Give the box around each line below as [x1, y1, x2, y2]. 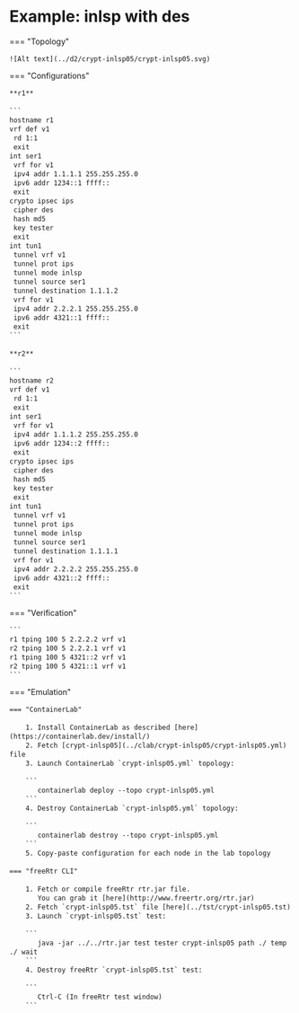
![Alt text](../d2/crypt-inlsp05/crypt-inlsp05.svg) [9, 54, 211, 64]
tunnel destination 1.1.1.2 [13, 286, 119, 295]
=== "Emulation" [9, 686, 72, 697]
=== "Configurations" [9, 70, 90, 81]
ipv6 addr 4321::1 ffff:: [13, 313, 110, 322]
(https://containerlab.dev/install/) [9, 732, 151, 741]
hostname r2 [9, 375, 54, 385]
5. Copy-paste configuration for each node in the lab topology [25, 849, 271, 858]
